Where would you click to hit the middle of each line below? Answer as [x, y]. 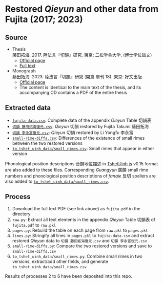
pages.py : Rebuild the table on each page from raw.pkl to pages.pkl [80, 230]
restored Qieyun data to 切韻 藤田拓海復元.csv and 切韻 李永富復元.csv [80, 240]
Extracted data [28, 108]
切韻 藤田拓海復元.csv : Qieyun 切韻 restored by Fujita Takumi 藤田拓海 [80, 126]
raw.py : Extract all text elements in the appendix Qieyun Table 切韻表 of [84, 219]
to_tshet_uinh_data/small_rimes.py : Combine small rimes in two [77, 256]
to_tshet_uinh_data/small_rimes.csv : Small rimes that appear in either [83, 148]
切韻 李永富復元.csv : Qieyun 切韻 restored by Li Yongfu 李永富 [73, 132]
